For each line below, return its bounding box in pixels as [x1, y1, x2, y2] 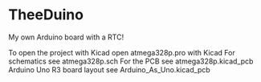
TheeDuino [8, 6, 84, 24]
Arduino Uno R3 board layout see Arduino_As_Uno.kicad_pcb [8, 64, 210, 74]
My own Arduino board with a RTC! [8, 32, 124, 42]
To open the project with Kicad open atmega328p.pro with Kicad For [8, 47, 235, 57]
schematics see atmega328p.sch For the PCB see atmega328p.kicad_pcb [8, 56, 254, 66]
